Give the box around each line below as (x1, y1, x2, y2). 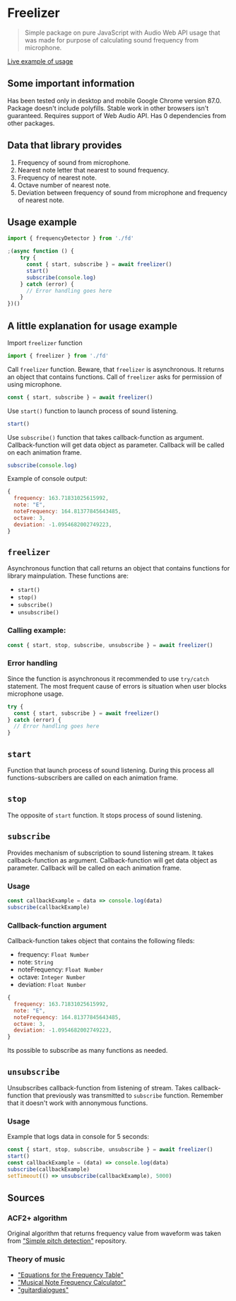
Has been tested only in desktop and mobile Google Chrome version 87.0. (7, 96, 222, 105)
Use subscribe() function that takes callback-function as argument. (7, 433, 204, 441)
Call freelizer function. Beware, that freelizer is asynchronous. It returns (7, 365, 225, 373)
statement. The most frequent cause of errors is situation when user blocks (7, 682, 228, 690)
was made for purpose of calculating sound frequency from (24, 35, 199, 44)
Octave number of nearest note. (17, 180, 111, 189)
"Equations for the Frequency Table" (17, 1271, 124, 1279)
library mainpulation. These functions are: (7, 571, 129, 581)
